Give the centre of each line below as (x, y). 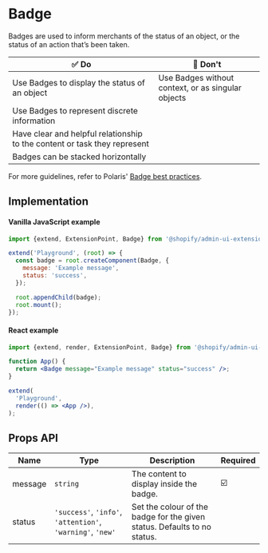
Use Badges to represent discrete (75, 110)
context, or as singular (200, 87)
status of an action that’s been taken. (69, 44)
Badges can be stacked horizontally (79, 157)
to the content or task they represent (81, 143)
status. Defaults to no (171, 527)
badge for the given (168, 517)
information (34, 121)
